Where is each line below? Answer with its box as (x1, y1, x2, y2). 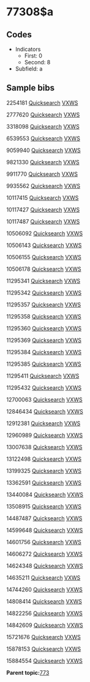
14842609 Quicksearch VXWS (6, 621, 83, 629)
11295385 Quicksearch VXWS (6, 360, 81, 368)
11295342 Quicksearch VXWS (6, 289, 81, 296)
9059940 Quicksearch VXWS (6, 146, 81, 154)
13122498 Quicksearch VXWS (6, 455, 82, 463)
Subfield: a (15, 65, 43, 72)
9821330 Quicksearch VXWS (6, 158, 80, 165)
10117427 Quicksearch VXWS (6, 206, 80, 213)
